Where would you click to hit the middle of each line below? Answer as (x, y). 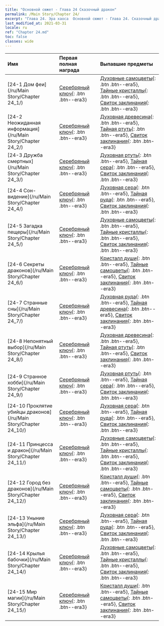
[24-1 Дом (21, 84)
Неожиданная (24, 122)
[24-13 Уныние (26, 518)
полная (68, 64)
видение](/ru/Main (29, 197)
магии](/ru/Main (26, 598)
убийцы (17, 412)
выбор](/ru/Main (27, 347)
